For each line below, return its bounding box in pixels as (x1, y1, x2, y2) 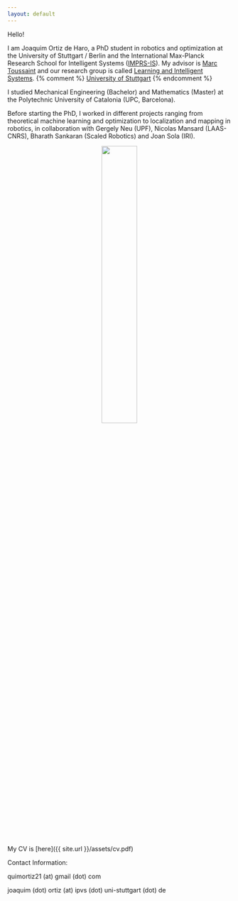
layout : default (7, 10, 55, 18)
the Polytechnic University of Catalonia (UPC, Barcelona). (7, 95, 176, 104)
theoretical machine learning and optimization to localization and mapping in (7, 117, 231, 125)
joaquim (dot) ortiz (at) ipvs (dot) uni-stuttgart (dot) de (7, 885, 166, 894)
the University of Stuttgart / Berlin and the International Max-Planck (7, 51, 205, 60)
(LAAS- (205, 124, 227, 132)
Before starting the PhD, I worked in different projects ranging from (7, 109, 203, 117)
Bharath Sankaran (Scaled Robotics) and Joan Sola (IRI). (30, 131, 195, 140)
